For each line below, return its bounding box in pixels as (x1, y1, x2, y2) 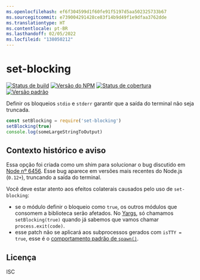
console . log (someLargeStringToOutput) (6, 129, 103, 135)
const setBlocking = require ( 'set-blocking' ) (6, 118, 121, 124)
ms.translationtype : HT (6, 20, 66, 26)
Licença (6, 252, 37, 263)
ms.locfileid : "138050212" (6, 36, 73, 42)
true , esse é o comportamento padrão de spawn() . (14, 235, 139, 242)
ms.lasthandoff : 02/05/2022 (6, 31, 76, 37)
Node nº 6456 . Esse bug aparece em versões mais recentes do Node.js (6, 168, 183, 175)
